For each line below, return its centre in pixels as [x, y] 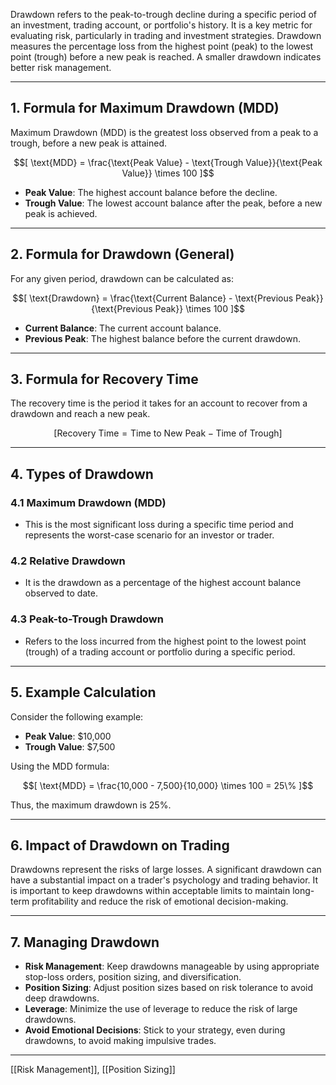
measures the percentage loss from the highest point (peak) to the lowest [162, 46]
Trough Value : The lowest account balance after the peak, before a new [173, 203]
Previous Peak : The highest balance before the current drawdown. [162, 338]
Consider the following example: [77, 716]
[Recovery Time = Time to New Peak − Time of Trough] [168, 433]
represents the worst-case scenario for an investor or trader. [149, 535]
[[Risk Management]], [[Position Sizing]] [93, 1070]
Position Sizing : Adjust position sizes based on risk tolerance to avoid [169, 988]
